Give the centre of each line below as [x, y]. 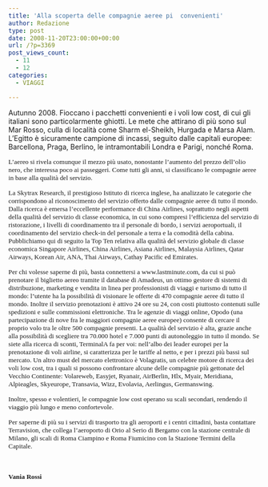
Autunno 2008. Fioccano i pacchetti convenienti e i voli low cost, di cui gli [130, 112]
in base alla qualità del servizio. [51, 177]
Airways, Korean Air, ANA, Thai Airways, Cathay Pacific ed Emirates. [103, 257]
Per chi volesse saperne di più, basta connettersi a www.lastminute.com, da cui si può [122, 272]
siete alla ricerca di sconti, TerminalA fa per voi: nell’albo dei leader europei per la [118, 344]
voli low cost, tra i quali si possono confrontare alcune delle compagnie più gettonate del [126, 368]
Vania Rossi [25, 476]
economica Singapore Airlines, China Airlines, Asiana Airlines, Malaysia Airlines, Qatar [126, 249]
